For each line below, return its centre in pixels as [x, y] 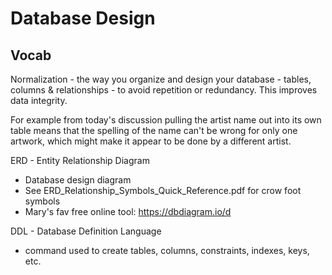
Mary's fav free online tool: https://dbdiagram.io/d [128, 211]
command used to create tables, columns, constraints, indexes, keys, [167, 250]
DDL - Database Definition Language [86, 231]
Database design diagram [78, 180]
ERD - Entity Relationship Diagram [80, 160]
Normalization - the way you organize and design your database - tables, [161, 79]
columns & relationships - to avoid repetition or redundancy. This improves [164, 90]
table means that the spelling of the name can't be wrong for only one [154, 130]
